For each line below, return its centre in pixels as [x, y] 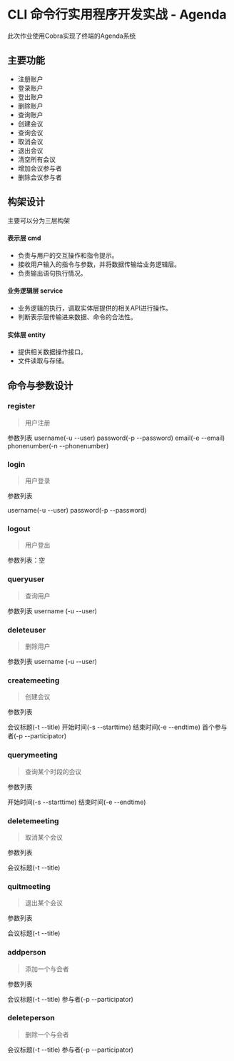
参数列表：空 [26, 560]
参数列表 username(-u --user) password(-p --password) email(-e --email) [116, 438]
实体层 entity [27, 335]
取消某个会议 [44, 837]
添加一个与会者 [47, 969]
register [21, 406]
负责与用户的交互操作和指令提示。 [68, 255]
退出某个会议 [44, 903]
